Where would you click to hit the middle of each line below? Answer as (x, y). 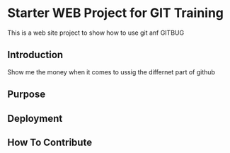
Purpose (27, 95)
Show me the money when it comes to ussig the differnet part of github (111, 72)
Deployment (35, 118)
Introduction (35, 55)
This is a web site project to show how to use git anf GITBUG (96, 33)
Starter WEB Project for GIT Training (116, 13)
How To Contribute (50, 142)
